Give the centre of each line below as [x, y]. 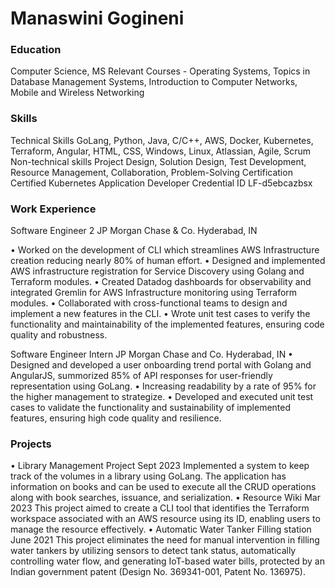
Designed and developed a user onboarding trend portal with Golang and [161, 365]
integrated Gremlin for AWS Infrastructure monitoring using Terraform [154, 293]
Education [36, 50]
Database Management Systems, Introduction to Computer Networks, [154, 82]
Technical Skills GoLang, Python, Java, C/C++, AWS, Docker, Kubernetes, [162, 140]
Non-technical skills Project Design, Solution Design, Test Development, [158, 161]
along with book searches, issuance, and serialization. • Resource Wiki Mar [165, 498]
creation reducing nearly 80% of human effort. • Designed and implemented [168, 261]
